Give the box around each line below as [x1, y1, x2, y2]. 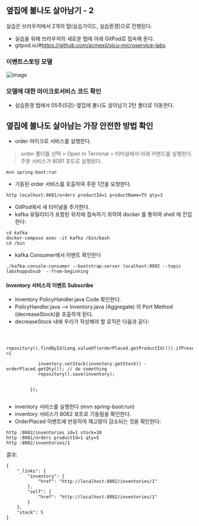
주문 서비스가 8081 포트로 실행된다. [20, 157, 102, 164]
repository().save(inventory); [37, 372, 115, 377]
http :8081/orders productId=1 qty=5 [6, 435, 99, 441]
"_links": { [17, 468, 46, 475]
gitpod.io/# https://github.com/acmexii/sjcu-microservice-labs [14, 41, 166, 49]
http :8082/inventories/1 [6, 440, 70, 446]
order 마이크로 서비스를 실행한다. [14, 138, 92, 145]
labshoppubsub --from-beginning [6, 269, 89, 275]
